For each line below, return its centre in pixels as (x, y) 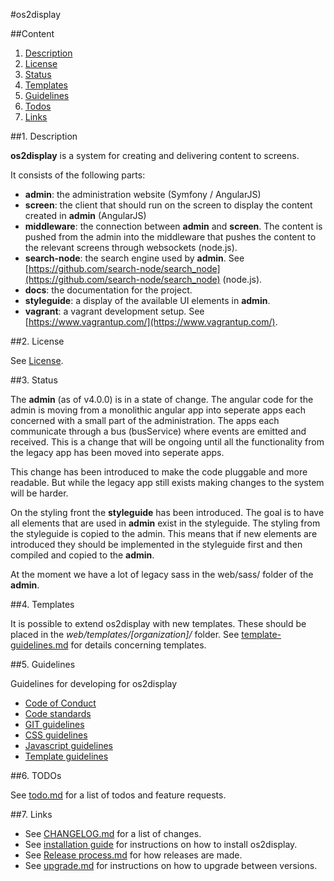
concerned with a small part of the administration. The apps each (145, 420)
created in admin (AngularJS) (85, 215)
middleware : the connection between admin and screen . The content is (173, 226)
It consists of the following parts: (78, 175)
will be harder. (39, 493)
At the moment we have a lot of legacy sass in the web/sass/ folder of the (162, 574)
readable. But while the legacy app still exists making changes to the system (167, 482)
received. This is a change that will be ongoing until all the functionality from (167, 442)
